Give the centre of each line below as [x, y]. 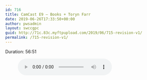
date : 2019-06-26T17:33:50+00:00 [40, 19]
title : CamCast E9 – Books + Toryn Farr [48, 14]
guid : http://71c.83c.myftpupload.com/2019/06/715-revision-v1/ [74, 33]
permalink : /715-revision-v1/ [37, 38]
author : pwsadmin [23, 24]
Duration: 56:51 [21, 51]
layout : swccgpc [22, 28]
